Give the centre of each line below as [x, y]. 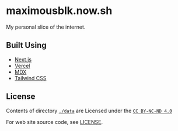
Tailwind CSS [30, 78]
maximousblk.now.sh [59, 11]
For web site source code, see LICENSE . [55, 122]
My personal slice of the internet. [46, 27]
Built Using [26, 45]
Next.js [23, 59]
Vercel [22, 65]
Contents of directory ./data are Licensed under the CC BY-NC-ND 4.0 [89, 111]
